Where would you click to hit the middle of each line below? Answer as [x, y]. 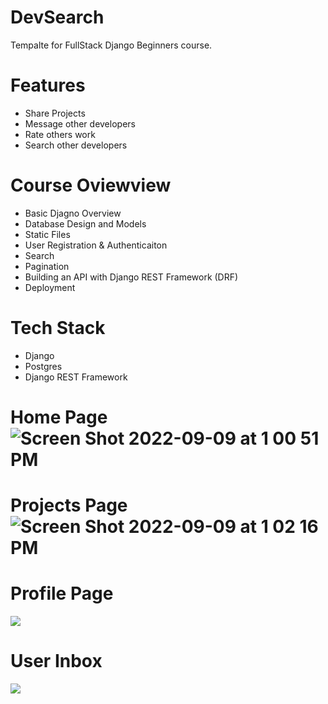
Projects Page [69, 505]
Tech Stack [58, 328]
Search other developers [76, 145]
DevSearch [57, 17]
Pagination [47, 266]
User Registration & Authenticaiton [96, 245]
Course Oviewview [91, 185]
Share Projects [55, 113]
